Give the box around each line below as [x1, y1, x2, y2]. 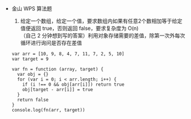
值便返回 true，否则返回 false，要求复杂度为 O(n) [20, 25, 139, 32]
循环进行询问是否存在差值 [20, 40, 82, 46]
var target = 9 [11, 56, 49, 62]
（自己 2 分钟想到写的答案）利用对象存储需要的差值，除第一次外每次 [20, 32, 186, 39]
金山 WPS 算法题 [11, 5, 53, 12]
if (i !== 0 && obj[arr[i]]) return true [22, 82, 124, 87]
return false [17, 97, 49, 103]
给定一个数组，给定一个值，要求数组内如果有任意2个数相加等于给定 [20, 17, 183, 24]
